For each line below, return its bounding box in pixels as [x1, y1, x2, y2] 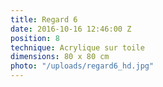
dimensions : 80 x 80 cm [10, 52, 110, 62]
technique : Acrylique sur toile [10, 42, 145, 53]
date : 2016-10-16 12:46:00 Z [10, 24, 132, 34]
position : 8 [10, 33, 60, 43]
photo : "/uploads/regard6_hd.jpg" [10, 61, 155, 71]
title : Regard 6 [10, 14, 78, 25]
